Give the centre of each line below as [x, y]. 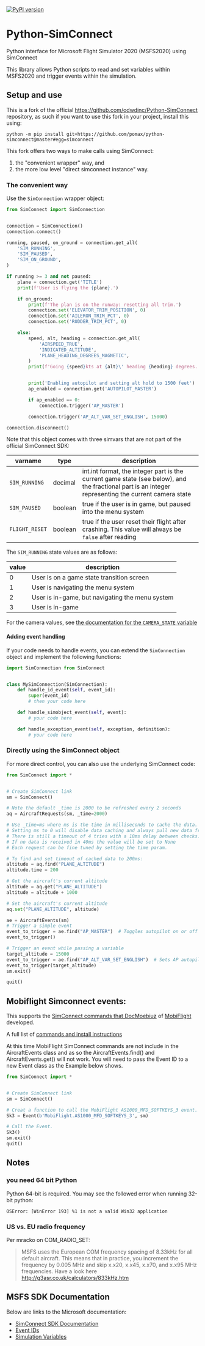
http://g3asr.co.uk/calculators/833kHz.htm [75, 1277]
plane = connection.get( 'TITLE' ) [60, 282]
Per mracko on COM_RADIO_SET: [48, 1240]
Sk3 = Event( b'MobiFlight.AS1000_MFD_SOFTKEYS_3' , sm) [77, 1116]
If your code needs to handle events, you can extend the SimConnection [96, 650]
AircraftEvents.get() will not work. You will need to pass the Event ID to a [97, 1059]
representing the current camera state [137, 494]
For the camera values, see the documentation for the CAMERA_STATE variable [102, 623]
